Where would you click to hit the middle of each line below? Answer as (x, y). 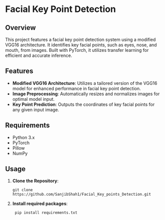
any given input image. (36, 110)
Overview (21, 28)
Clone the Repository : (35, 181)
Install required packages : (40, 204)
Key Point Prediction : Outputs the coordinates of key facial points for (83, 104)
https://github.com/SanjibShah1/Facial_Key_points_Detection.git (82, 195)
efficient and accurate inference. (39, 55)
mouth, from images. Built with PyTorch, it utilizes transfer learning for (77, 50)
